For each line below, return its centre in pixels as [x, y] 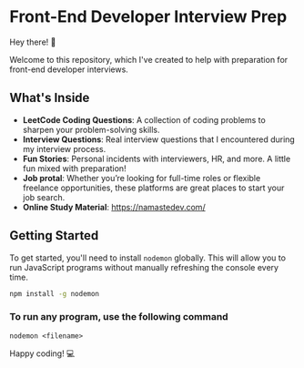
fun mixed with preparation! [74, 168]
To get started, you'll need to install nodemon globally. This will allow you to [148, 258]
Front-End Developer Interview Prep [148, 17]
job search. [44, 197]
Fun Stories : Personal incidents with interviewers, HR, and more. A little [157, 158]
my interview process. [64, 148]
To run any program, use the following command [119, 317]
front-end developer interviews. [69, 69]
